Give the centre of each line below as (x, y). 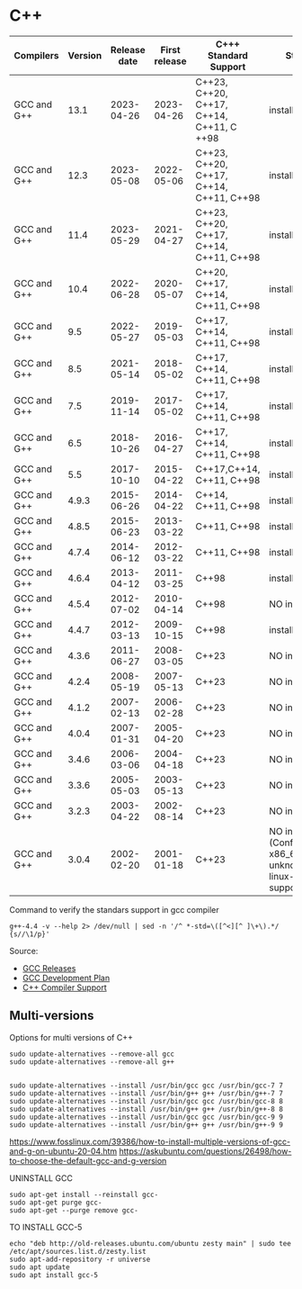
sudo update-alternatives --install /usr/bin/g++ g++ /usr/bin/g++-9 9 (146, 1125)
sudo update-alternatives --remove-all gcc (92, 1054)
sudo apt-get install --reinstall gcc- (84, 1194)
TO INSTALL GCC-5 (46, 1227)
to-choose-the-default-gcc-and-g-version (88, 1160)
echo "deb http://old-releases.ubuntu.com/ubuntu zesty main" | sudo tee (151, 1243)
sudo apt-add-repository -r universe (80, 1259)
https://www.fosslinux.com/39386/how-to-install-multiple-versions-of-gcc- (150, 1141)
